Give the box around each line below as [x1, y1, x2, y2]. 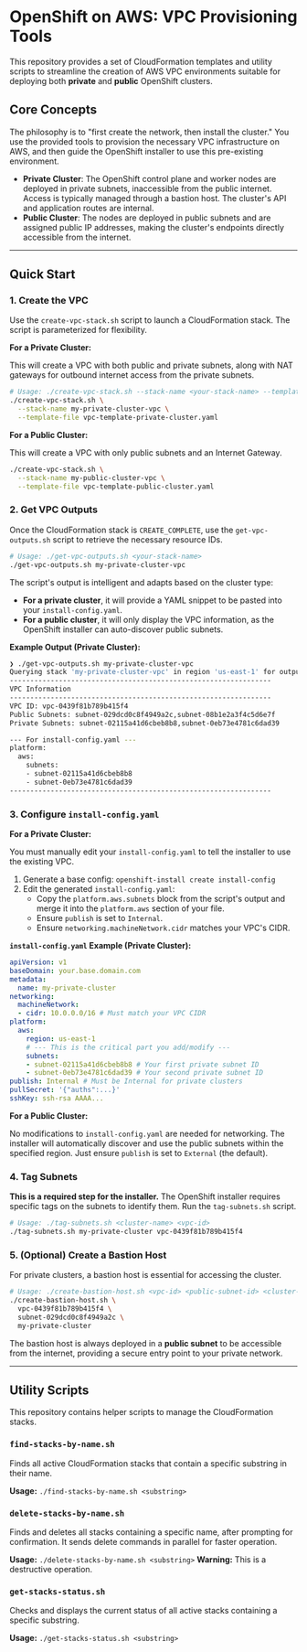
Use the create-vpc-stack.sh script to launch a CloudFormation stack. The [9, 315, 291, 326]
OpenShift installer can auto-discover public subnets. [22, 624, 224, 635]
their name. [9, 1467, 53, 1478]
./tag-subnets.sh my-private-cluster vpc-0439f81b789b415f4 [9, 1228, 244, 1237]
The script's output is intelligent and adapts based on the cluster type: [9, 576, 274, 587]
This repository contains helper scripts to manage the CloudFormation [9, 1407, 274, 1418]
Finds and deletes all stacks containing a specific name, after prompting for [9, 1527, 293, 1538]
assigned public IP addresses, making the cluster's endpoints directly [22, 221, 285, 232]
